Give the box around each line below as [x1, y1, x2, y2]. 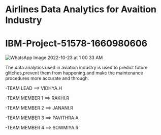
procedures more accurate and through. [5, 75, 89, 82]
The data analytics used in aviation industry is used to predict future [5, 65, 148, 71]
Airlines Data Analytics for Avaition [5, 4, 156, 15]
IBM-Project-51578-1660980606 [5, 38, 148, 49]
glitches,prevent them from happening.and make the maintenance [5, 70, 143, 76]
